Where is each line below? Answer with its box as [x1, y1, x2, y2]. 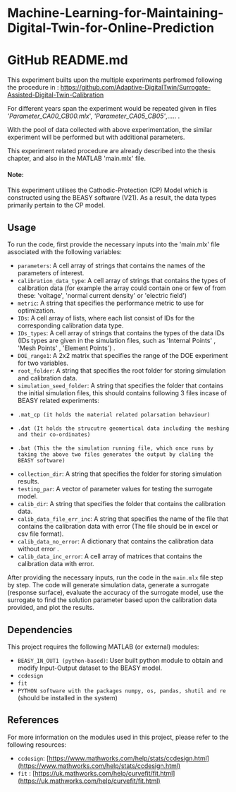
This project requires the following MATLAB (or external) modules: [7, 642, 199, 651]
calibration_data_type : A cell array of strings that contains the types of [17, 277, 226, 285]
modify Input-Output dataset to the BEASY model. [17, 664, 163, 672]
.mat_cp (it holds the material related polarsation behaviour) [17, 412, 211, 419]
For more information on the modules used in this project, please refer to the [7, 733, 229, 741]
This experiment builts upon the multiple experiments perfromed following [7, 76, 223, 84]
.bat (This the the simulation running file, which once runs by [17, 445, 213, 452]
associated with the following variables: [7, 248, 122, 256]
